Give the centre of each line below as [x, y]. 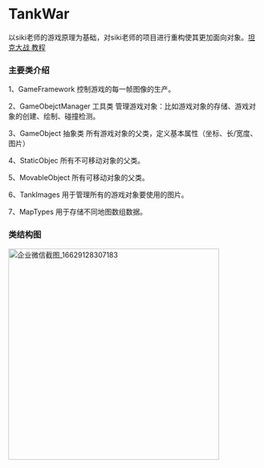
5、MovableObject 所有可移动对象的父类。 [79, 178]
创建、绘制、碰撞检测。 [61, 117]
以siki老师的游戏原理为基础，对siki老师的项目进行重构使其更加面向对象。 [128, 37]
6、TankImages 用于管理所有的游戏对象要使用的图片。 [98, 195]
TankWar [39, 14]
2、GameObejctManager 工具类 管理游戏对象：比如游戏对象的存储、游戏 [129, 106]
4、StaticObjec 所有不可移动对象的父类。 [77, 161]
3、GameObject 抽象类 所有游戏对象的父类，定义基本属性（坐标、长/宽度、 [133, 133]
